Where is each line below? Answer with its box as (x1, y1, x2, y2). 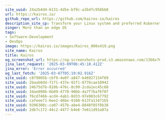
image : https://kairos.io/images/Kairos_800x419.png (5, 44, 115, 48)
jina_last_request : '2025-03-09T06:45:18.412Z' (5, 62, 105, 67)
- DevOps (5, 39, 23, 44)
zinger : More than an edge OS (5, 25, 67, 30)
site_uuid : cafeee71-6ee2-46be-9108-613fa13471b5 (5, 98, 109, 103)
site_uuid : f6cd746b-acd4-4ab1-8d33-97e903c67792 (5, 94, 109, 98)
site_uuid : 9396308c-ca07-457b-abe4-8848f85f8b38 (5, 103, 109, 108)
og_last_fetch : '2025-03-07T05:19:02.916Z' (5, 71, 96, 76)
